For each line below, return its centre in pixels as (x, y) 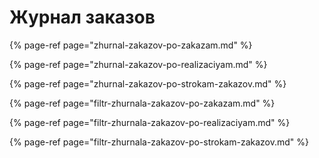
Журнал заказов (82, 17)
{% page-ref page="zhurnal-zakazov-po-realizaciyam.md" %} (138, 64)
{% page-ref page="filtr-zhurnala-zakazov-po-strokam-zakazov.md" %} (159, 142)
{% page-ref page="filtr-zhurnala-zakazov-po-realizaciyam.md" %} (150, 122)
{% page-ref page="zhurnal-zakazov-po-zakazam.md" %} (131, 45)
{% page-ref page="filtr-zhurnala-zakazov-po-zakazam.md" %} (142, 103)
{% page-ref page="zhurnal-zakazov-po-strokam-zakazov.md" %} (148, 83)
